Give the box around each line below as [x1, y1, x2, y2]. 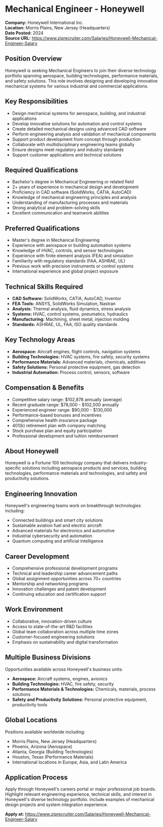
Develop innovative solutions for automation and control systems [12, 121, 143, 127]
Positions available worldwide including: [5, 729, 85, 735]
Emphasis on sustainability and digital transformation [12, 639, 118, 645]
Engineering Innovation [5, 490, 77, 498]
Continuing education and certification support [12, 591, 106, 597]
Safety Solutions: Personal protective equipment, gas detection [12, 364, 141, 370]
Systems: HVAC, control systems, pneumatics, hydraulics [12, 311, 128, 317]
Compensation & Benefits [5, 384, 84, 392]
